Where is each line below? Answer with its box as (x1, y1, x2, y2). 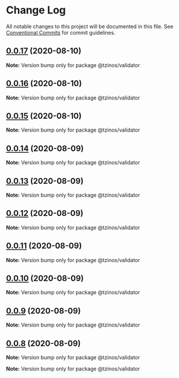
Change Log (6, 4, 66, 17)
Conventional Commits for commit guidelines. (6, 29, 115, 36)
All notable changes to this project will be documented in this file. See (6, 23, 174, 30)
